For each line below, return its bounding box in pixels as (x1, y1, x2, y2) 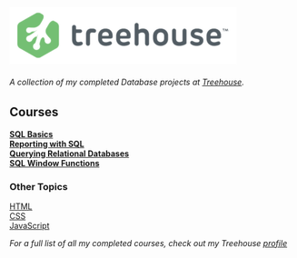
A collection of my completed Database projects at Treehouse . (9, 76, 245, 87)
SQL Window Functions (9, 157, 100, 168)
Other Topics (9, 180, 68, 193)
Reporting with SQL (9, 138, 84, 149)
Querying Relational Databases (9, 148, 130, 159)
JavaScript (9, 220, 50, 231)
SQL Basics (9, 128, 54, 139)
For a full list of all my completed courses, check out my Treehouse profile (9, 237, 288, 248)
